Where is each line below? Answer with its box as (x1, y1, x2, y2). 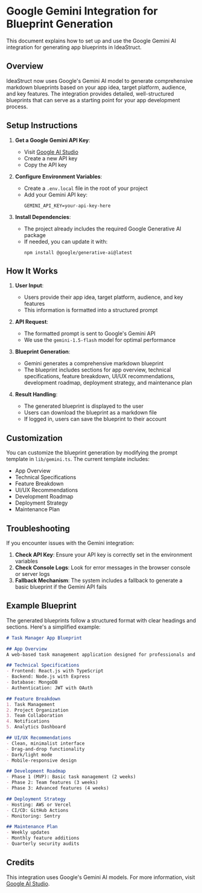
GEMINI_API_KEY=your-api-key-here (24, 203, 111, 209)
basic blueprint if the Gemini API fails (14, 583, 107, 590)
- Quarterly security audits (6, 841, 80, 847)
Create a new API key (24, 154, 78, 162)
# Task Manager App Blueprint (6, 635, 83, 641)
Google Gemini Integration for (6, 4, 158, 18)
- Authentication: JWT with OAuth (6, 685, 93, 691)
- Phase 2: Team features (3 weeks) (6, 779, 98, 786)
